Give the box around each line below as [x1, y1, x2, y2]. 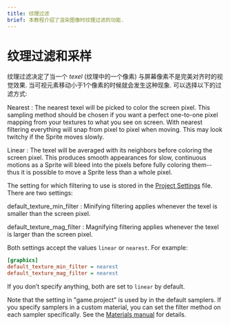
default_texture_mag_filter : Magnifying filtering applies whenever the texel [7, 223, 219, 231]
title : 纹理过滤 [7, 10, 50, 17]
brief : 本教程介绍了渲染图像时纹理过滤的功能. [7, 17, 125, 23]
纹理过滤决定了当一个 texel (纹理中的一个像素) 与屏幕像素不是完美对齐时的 [7, 72, 218, 81]
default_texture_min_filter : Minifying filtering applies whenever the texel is [7, 202, 218, 210]
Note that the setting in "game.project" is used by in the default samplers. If [7, 296, 222, 304]
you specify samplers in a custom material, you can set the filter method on [7, 303, 222, 311]
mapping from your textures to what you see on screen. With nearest [7, 118, 203, 126]
